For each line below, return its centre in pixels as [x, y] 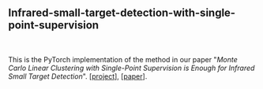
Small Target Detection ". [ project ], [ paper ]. [78, 76]
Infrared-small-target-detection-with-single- [122, 13]
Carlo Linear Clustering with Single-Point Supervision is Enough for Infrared [131, 68]
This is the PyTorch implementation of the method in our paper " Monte [123, 59]
